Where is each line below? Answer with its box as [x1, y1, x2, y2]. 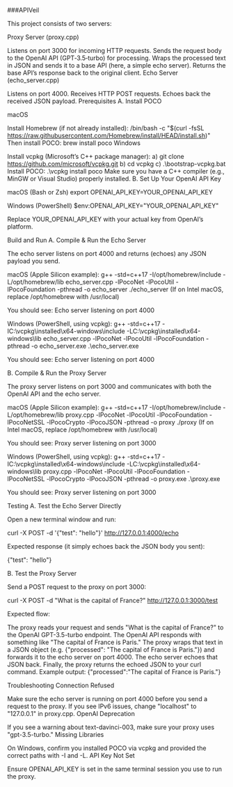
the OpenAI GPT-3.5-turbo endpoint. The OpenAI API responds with [7, 631, 202, 639]
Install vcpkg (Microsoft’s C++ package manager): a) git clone [7, 153, 184, 160]
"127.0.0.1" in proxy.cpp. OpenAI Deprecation [7, 710, 136, 717]
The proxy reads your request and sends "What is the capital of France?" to [7, 623, 224, 632]
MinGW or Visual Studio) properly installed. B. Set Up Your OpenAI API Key [7, 174, 221, 183]
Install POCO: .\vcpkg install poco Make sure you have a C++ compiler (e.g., [7, 167, 225, 175]
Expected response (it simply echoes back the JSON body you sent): [7, 542, 205, 550]
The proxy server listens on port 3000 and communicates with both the [7, 383, 212, 390]
